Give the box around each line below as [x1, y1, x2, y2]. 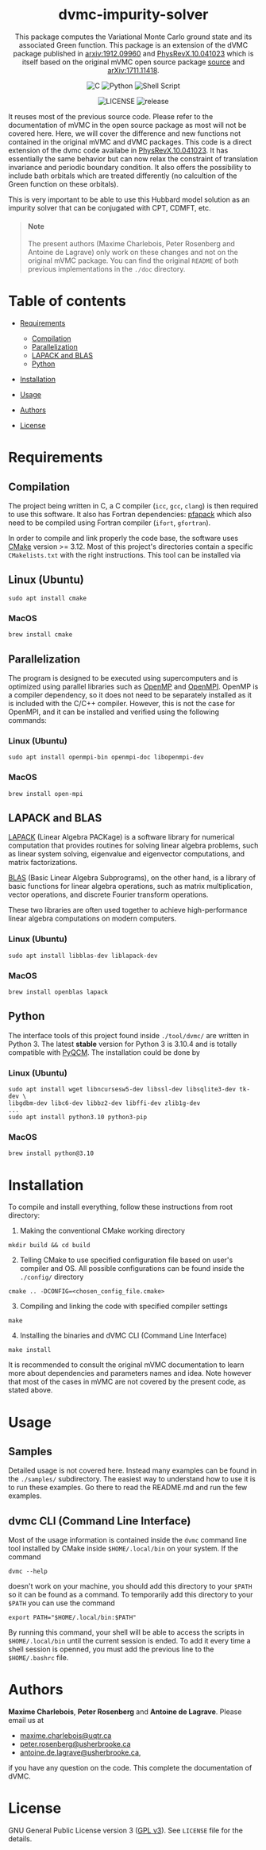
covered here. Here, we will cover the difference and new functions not [8, 129, 241, 138]
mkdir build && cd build [8, 1242, 91, 1249]
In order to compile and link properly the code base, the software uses [8, 534, 239, 543]
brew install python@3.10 [8, 1149, 94, 1157]
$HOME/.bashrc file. [8, 1653, 69, 1663]
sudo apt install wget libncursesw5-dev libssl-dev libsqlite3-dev [8, 1086, 237, 1094]
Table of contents [8, 292, 127, 311]
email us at [8, 1716, 44, 1725]
